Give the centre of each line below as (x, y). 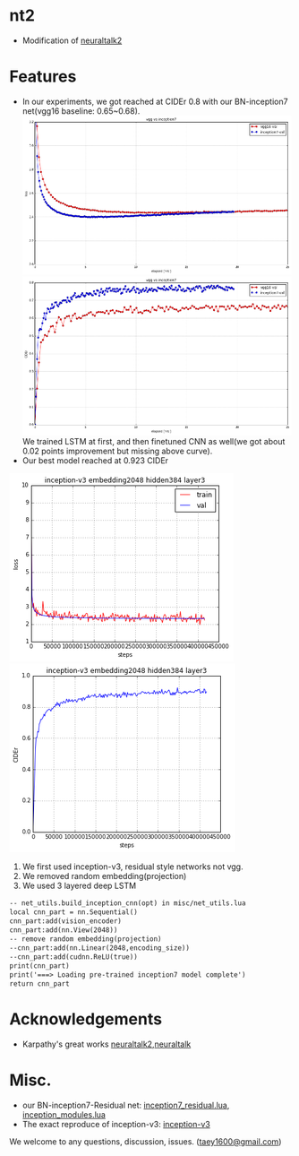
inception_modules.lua (64, 1115)
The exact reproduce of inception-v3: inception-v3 (116, 1125)
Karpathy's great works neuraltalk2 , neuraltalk (107, 1044)
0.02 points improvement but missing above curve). (117, 451)
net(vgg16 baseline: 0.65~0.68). (81, 111)
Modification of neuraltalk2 (72, 40)
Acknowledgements (86, 1019)
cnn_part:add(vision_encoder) (66, 921)
